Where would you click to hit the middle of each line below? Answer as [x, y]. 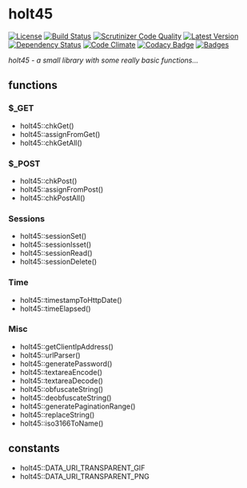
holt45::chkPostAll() [52, 198]
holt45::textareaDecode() [62, 381]
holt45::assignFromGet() [60, 134]
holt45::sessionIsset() [56, 244]
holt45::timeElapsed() [55, 309]
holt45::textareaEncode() [61, 372]
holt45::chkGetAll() [51, 143]
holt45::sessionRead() [56, 253]
